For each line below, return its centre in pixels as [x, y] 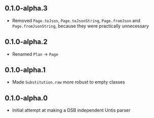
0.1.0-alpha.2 [26, 42]
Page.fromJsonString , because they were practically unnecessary [80, 26]
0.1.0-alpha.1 [25, 70]
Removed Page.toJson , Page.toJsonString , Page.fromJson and [76, 20]
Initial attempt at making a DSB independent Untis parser [71, 110]
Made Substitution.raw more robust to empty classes [68, 82]
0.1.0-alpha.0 [26, 98]
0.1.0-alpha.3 [26, 8]
